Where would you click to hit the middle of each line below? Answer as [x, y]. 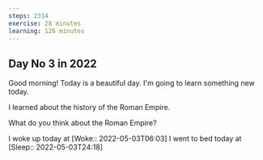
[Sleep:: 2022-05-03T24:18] [56, 147]
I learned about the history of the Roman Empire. [89, 107]
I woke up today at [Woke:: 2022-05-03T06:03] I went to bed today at [125, 139]
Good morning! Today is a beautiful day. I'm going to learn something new [131, 83]
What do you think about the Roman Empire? [83, 123]
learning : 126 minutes [47, 31]
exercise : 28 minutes [45, 23]
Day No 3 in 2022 [53, 63]
